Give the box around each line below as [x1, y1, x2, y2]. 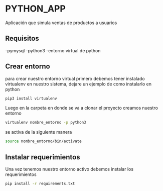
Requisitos [5, 34, 39, 43]
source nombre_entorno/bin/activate [5, 139, 82, 144]
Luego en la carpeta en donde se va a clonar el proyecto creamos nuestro [5, 105, 158, 111]
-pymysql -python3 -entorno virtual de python [5, 47, 101, 53]
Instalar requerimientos [5, 153, 80, 161]
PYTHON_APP [5, 3, 66, 15]
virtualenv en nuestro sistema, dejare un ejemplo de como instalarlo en [5, 81, 152, 87]
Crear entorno [5, 62, 50, 71]
